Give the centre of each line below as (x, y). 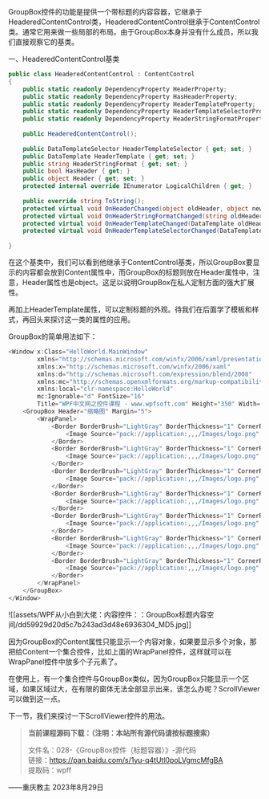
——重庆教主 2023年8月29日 (56, 787)
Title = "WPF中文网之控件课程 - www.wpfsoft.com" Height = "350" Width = (149, 404)
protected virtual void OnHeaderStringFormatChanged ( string (125, 216)
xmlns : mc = (53, 381)
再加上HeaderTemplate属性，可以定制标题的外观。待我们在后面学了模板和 (130, 309)
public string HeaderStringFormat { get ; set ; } (105, 164)
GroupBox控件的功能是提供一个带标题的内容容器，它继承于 (105, 12)
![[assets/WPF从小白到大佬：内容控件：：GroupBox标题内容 (108, 614)
